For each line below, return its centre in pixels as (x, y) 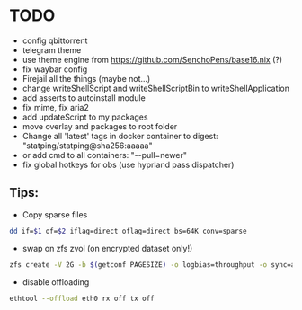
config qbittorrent (55, 40)
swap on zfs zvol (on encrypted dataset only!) (107, 248)
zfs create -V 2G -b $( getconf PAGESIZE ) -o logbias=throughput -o (138, 265)
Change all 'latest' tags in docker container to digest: (120, 136)
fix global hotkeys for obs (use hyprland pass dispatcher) (128, 164)
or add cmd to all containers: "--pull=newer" (104, 155)
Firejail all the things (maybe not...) (86, 78)
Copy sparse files (55, 214)
